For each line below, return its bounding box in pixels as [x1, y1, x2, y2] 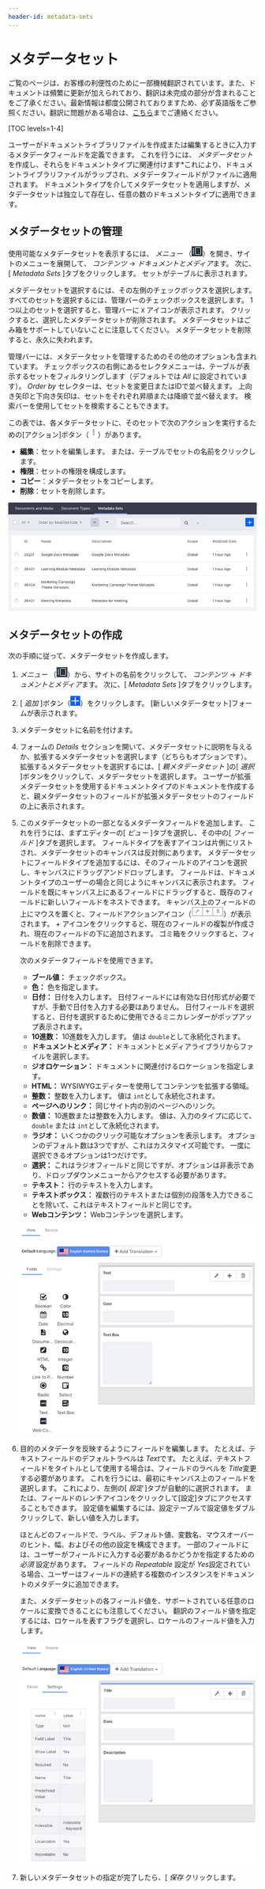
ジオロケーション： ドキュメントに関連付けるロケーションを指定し [31, 1061, 248, 1071]
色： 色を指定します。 [31, 982, 103, 992]
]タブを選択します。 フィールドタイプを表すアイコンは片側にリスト [35, 837, 254, 847]
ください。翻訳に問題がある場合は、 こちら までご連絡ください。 [14, 108, 222, 117]
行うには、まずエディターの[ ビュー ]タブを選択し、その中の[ [33, 828, 232, 837]
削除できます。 [47, 939, 96, 948]
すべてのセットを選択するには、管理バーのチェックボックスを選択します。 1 [8, 295, 254, 305]
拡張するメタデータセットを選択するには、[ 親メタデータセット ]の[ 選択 [19, 761, 255, 771]
